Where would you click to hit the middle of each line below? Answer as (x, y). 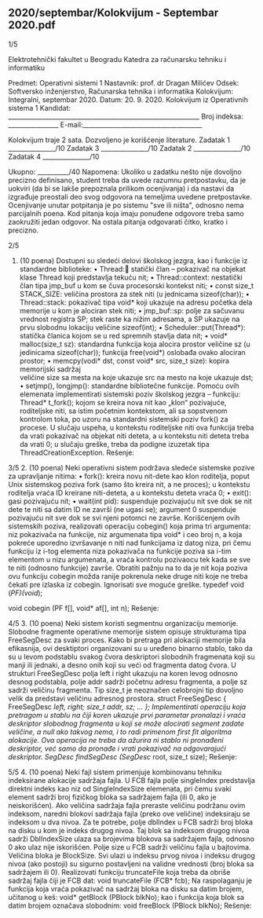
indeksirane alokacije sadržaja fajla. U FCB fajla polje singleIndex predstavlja (131, 780)
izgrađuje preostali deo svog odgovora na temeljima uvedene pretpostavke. (130, 196)
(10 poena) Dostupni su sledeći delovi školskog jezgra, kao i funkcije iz (133, 260)
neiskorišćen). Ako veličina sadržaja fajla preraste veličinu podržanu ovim (127, 805)
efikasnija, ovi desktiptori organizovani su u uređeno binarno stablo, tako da (130, 648)
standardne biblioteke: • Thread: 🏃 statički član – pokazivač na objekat (132, 269)
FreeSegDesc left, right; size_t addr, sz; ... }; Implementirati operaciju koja (127, 707)
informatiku (27, 68)
